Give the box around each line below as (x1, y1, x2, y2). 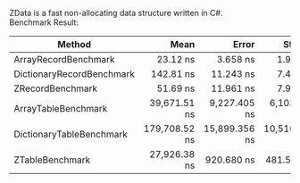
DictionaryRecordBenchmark (13, 68, 136, 79)
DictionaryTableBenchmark (13, 129, 128, 140)
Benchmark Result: (9, 17, 79, 28)
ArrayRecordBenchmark (13, 54, 115, 65)
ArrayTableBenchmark (13, 103, 108, 114)
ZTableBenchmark (13, 154, 91, 166)
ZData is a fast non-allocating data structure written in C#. (9, 8, 223, 18)
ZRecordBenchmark (13, 82, 98, 95)
